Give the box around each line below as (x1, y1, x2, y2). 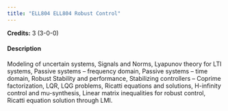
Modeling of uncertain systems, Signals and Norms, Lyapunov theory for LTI (7, 60, 222, 68)
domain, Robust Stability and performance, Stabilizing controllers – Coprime (7, 74, 221, 82)
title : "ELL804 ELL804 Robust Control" (7, 10, 121, 17)
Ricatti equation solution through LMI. (7, 96, 113, 104)
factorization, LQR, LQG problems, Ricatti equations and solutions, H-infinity (7, 82, 221, 90)
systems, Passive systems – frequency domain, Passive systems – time (7, 66, 208, 75)
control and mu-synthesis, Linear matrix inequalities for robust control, (7, 88, 206, 97)
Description (7, 45, 42, 53)
